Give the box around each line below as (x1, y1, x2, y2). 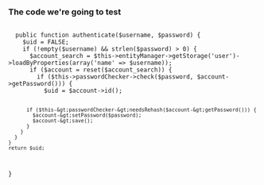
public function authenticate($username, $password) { (15, 31, 201, 40)
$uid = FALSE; (22, 38, 69, 46)
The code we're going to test (8, 6, 122, 17)
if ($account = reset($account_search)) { (29, 66, 173, 74)
